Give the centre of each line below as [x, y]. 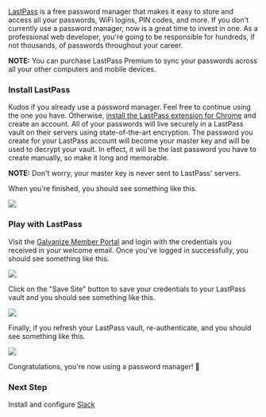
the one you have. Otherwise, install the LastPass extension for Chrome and [132, 115]
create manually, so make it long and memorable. [89, 158]
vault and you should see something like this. [82, 297]
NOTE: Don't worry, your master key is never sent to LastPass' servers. [125, 173]
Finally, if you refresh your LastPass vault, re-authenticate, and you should [130, 327]
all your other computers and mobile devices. [82, 69]
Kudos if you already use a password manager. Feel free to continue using [130, 107]
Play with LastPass [45, 224]
